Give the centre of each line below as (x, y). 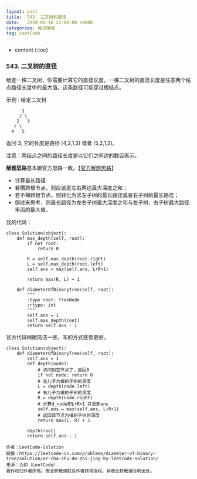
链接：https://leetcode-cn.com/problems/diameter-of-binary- (81, 454)
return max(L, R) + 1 (64, 421)
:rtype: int (42, 305)
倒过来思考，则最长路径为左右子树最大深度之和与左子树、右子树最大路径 (102, 202)
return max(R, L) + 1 (54, 280)
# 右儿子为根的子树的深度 (64, 393)
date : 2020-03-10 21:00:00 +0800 (50, 22)
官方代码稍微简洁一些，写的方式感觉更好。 (57, 337)
